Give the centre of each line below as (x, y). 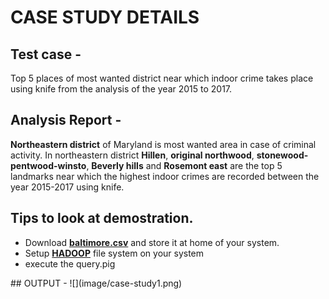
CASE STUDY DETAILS (105, 17)
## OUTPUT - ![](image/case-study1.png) (96, 283)
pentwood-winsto (48, 165)
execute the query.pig (70, 263)
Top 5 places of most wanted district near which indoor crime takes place (162, 78)
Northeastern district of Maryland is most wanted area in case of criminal (163, 144)
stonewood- (282, 155)
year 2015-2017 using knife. (67, 187)
